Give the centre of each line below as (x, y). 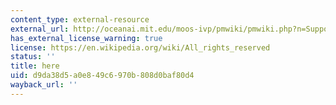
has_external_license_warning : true (86, 38)
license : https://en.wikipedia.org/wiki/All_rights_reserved (140, 47)
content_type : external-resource (80, 19)
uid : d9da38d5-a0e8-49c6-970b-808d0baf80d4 (102, 76)
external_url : (40, 29)
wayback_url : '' (44, 85)
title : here (35, 66)
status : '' (33, 57)
